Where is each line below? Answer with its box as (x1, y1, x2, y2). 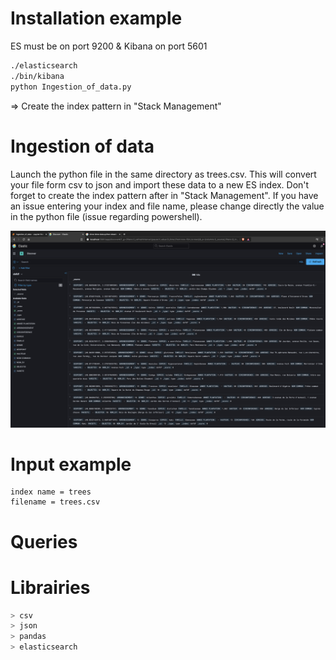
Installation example (10, 7, 183, 30)
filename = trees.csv (10, 497, 101, 507)
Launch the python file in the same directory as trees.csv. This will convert (10, 168, 317, 180)
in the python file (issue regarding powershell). (10, 210, 203, 222)
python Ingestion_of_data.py (10, 82, 132, 92)
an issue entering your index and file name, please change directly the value (10, 200, 325, 212)
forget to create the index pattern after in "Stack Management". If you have (10, 189, 319, 201)
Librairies (10, 576, 91, 599)
